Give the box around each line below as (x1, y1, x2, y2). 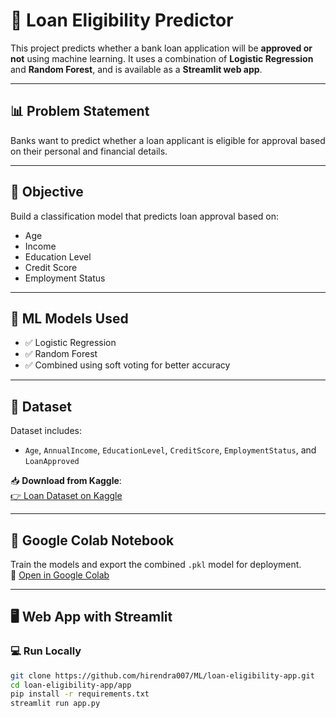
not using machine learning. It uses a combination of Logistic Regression (10, 52, 314, 64)
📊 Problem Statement (10, 103, 150, 120)
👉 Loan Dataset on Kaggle (10, 490, 123, 502)
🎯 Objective (10, 184, 84, 201)
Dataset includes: (10, 425, 83, 437)
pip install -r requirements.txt (10, 689, 150, 699)
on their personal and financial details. (10, 145, 168, 157)
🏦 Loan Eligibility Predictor (10, 9, 234, 32)
